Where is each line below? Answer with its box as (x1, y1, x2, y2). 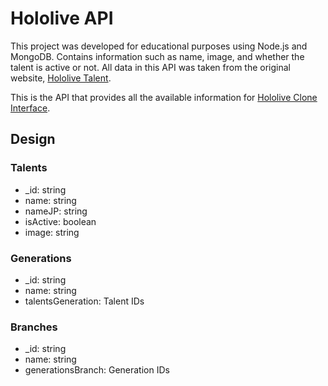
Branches (10, 320, 58, 334)
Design (10, 131, 56, 148)
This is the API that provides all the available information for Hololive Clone (10, 91, 318, 103)
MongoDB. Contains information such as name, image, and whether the (10, 50, 305, 62)
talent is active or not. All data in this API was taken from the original (10, 61, 292, 73)
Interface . (10, 102, 51, 114)
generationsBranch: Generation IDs (24, 364, 170, 376)
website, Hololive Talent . (10, 72, 112, 84)
